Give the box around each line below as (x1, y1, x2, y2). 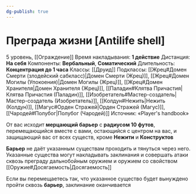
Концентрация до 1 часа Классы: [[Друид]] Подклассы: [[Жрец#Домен (6, 66, 187, 73)
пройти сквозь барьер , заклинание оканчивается (6, 181, 131, 188)
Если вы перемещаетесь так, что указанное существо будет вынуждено (6, 175, 188, 182)
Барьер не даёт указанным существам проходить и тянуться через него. (6, 145, 191, 152)
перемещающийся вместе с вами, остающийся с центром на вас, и (6, 127, 177, 134)
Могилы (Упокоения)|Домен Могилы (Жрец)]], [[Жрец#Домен (6, 78, 163, 85)
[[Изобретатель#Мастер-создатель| (86, 91, 177, 98)
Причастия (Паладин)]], (25, 91, 85, 98)
